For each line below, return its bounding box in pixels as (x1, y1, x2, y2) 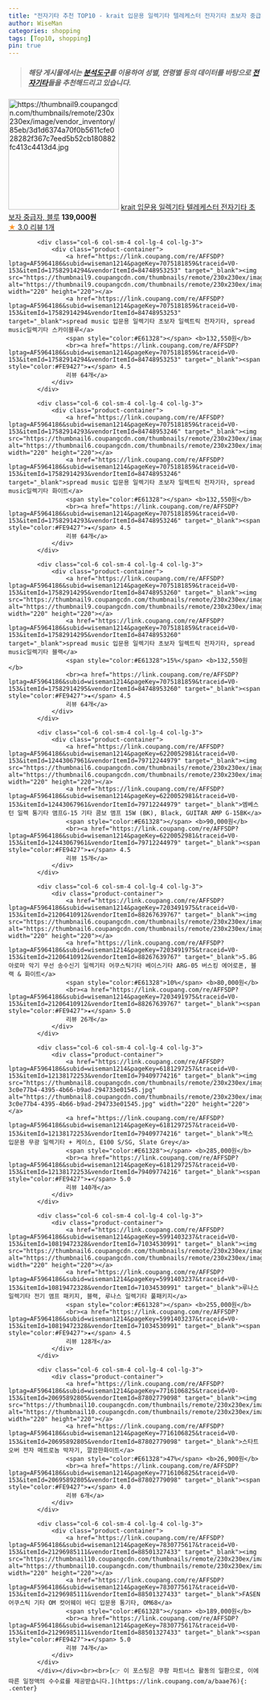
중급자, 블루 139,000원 (22, 213, 97, 222)
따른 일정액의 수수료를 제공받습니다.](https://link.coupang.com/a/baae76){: (8, 1677, 247, 1686)
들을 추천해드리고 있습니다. (47, 77, 132, 87)
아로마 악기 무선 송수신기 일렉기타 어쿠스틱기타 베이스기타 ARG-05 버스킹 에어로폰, (8, 962, 247, 970)
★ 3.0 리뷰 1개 (8, 222, 55, 232)
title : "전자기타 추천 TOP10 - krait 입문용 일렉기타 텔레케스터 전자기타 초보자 (8, 11, 247, 20)
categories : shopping (8, 27, 81, 35)
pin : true (8, 42, 42, 50)
